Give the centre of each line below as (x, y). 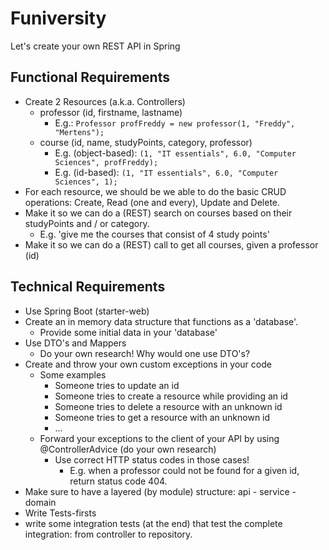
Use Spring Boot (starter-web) (87, 311)
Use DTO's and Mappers (75, 343)
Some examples (73, 374)
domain (40, 502)
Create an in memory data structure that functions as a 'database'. (161, 321)
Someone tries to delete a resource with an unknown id (168, 406)
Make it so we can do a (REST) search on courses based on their (158, 213)
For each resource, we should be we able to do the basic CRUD (155, 191)
